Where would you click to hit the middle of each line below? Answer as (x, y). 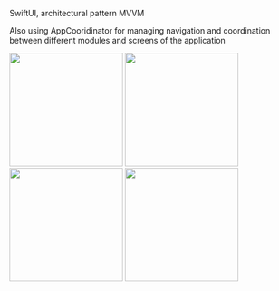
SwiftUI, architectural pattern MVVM (77, 13)
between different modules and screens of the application (118, 40)
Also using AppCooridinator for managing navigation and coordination (140, 30)
